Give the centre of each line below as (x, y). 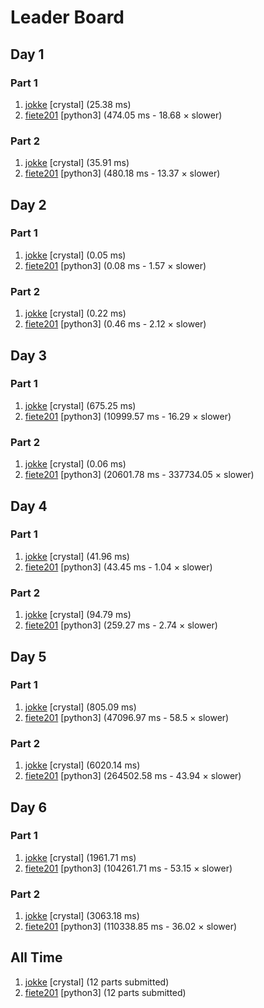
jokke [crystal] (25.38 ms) (78, 104)
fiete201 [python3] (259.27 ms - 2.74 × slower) (121, 625)
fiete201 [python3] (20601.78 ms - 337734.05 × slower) (139, 475)
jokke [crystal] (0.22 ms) (75, 313)
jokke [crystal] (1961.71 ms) (80, 857)
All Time (36, 957)
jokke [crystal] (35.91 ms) (77, 163)
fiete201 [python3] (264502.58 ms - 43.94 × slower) (133, 776)
